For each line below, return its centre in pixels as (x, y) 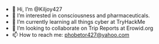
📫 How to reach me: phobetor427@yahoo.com (70, 35)
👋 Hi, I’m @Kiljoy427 (37, 9)
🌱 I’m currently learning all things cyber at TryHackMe (79, 22)
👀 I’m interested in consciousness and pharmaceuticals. (81, 15)
